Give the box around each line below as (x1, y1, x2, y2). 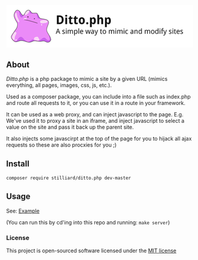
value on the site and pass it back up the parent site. (6, 123, 135, 131)
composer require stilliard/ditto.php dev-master (6, 175, 132, 181)
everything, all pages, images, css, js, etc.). (6, 82, 112, 89)
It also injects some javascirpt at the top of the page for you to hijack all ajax (6, 135, 192, 142)
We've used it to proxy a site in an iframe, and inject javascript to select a (6, 118, 185, 125)
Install (6, 158, 30, 169)
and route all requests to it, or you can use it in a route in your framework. (6, 100, 186, 107)
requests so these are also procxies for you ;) (6, 141, 117, 148)
